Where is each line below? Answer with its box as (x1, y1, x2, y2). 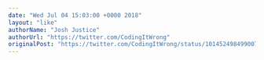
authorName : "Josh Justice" (8, 26, 101, 34)
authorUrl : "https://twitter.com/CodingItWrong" (8, 33, 170, 41)
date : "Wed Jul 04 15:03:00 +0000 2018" (8, 11, 143, 19)
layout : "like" (8, 19, 58, 26)
